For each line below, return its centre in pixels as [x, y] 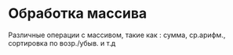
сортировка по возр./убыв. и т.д [62, 43]
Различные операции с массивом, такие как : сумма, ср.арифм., [117, 35]
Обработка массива [78, 14]
